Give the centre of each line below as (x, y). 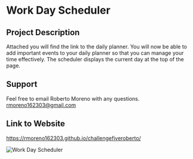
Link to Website (36, 124)
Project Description (43, 32)
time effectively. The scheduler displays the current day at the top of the (95, 59)
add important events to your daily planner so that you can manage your (95, 53)
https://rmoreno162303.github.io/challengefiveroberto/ (74, 138)
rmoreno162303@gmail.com (41, 105)
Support (22, 84)
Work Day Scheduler (58, 10)
